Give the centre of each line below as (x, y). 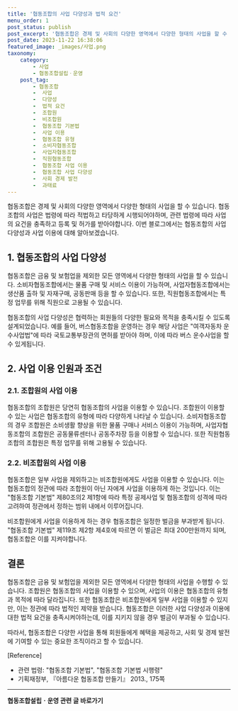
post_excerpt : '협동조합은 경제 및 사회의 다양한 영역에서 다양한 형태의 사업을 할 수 (118, 34)
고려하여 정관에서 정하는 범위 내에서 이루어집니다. (75, 506)
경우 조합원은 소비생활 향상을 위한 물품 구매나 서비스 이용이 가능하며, (109, 425)
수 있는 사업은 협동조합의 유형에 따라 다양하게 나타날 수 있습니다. (96, 416)
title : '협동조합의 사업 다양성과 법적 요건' (64, 14)
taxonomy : (22, 54)
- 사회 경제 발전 (55, 179)
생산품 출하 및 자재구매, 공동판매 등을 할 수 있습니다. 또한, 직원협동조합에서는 (113, 293)
